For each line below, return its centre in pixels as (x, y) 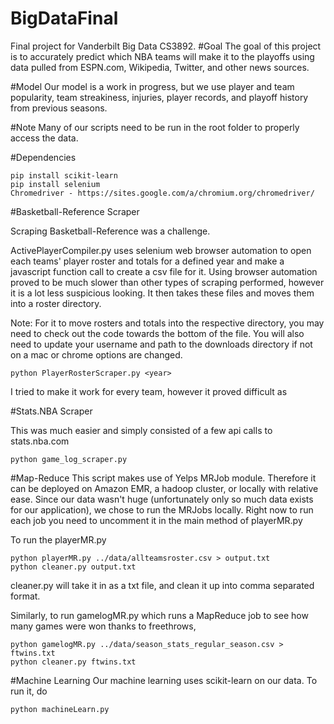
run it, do (29, 691)
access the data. (44, 138)
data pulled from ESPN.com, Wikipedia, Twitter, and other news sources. (160, 67)
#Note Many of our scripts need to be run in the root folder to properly (155, 127)
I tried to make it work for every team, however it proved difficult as (149, 391)
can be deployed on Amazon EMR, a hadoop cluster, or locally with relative (164, 488)
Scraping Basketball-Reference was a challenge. (110, 231)
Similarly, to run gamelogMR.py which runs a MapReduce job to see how (159, 615)
